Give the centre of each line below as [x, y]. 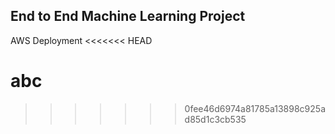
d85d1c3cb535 [215, 119]
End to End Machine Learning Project [128, 16]
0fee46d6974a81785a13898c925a [255, 108]
